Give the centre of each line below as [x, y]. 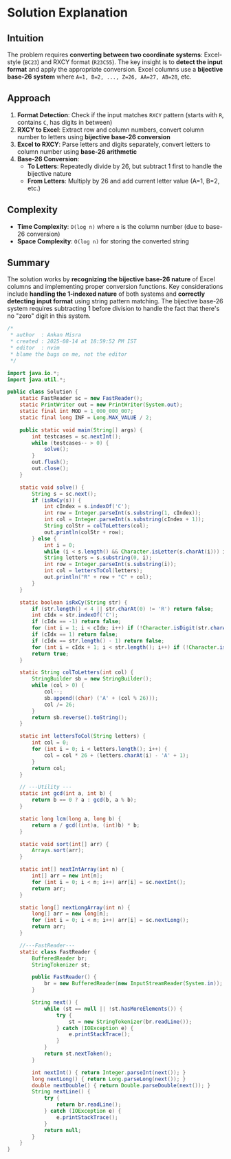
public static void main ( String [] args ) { [81, 430]
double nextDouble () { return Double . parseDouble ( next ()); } [121, 1085]
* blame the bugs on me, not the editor [69, 354]
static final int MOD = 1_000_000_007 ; [77, 412]
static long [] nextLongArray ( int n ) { [75, 907]
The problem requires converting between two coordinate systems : [105, 54]
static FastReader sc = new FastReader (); [81, 399]
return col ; [49, 768]
